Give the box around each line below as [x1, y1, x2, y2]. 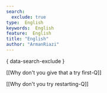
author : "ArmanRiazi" [6, 42, 60, 48]
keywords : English [6, 25, 54, 31]
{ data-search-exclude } [6, 57, 65, 65]
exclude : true [11, 14, 46, 20]
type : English [6, 19, 44, 25]
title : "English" [6, 36, 49, 42]
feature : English [6, 31, 51, 36]
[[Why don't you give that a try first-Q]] [6, 69, 102, 76]
